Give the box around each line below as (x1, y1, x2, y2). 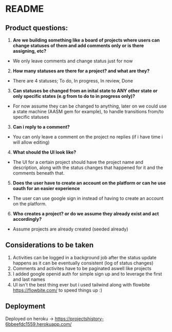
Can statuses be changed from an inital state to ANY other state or (12, 88, 158, 94)
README (5, 3, 44, 15)
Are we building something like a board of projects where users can (12, 37, 160, 43)
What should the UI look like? (12, 149, 77, 155)
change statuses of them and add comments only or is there (12, 43, 144, 49)
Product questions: (5, 24, 68, 32)
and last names (12, 276, 45, 282)
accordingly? (12, 216, 42, 222)
